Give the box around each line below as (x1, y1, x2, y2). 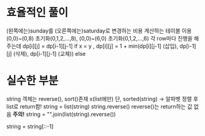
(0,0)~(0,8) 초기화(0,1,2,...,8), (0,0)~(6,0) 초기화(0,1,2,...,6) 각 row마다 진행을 (6, 34, 193, 42)
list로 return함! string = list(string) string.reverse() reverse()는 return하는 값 (6, 102, 193, 110)
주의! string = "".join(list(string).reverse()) (12, 110, 116, 118)
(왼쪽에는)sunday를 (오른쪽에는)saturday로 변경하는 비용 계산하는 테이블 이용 (6, 27, 192, 34)
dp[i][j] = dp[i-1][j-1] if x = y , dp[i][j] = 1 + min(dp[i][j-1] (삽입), (22, 42, 179, 50)
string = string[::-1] (6, 123, 54, 130)
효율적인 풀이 (6, 6, 69, 20)
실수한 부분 (6, 74, 59, 88)
